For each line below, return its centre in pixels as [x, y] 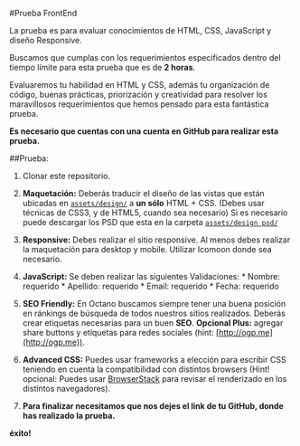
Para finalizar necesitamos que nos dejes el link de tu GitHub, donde [153, 406]
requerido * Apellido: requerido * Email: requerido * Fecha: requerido [151, 286]
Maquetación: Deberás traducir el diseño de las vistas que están [143, 193]
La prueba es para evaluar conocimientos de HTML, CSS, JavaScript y [141, 30]
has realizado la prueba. [69, 416]
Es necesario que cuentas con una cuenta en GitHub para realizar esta [144, 131]
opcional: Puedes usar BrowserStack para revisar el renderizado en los [155, 379]
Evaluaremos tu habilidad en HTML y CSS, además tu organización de [140, 85]
